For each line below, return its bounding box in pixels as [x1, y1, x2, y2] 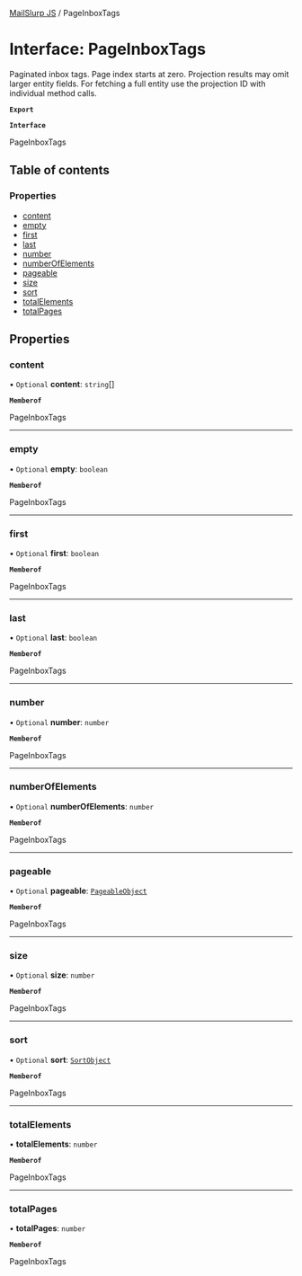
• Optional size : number [9, 970, 95, 980]
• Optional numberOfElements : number [9, 801, 155, 811]
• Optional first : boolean [9, 547, 100, 558]
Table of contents [9, 163, 110, 178]
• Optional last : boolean [9, 633, 98, 643]
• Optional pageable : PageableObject [9, 885, 147, 897]
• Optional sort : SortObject [9, 1054, 111, 1065]
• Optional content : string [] [9, 379, 115, 390]
